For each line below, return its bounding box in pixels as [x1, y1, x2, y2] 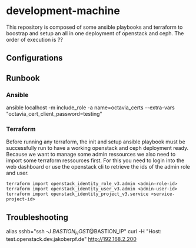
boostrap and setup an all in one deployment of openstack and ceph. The [6, 29, 184, 36]
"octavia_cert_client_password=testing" [6, 110, 102, 118]
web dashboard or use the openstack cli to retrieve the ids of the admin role [6, 163, 190, 170]
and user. [6, 169, 29, 177]
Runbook [6, 73, 40, 83]
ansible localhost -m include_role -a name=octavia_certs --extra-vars [6, 104, 175, 111]
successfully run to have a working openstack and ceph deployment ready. [6, 145, 189, 152]
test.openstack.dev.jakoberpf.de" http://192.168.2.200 [6, 235, 137, 242]
